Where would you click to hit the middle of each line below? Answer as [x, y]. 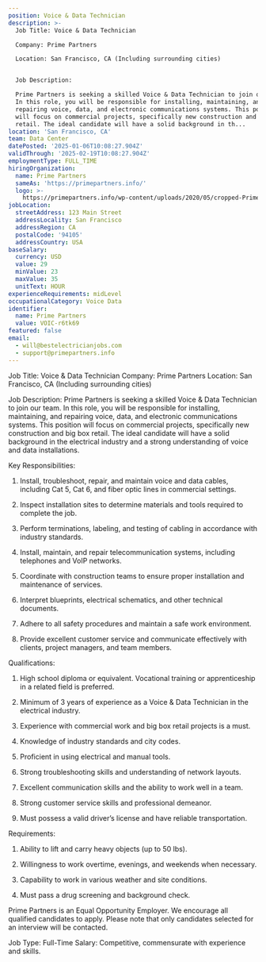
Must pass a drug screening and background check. [105, 895]
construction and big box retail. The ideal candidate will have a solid [119, 433]
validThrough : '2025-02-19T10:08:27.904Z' [79, 154]
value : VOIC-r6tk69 [47, 323]
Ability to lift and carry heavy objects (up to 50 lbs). [103, 848]
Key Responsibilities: [42, 465]
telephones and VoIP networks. [70, 560]
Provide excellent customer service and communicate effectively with [133, 639]
